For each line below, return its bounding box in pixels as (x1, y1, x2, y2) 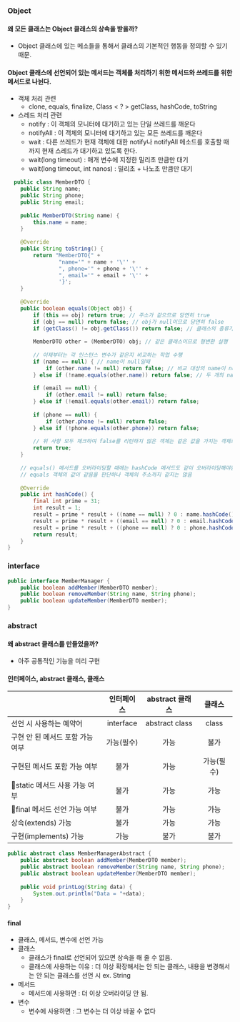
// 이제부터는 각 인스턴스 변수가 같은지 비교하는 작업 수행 (33, 352, 183, 359)
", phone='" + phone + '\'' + (58, 265, 149, 272)
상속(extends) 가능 (11, 818, 72, 828)
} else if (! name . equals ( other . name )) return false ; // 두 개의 (33, 371, 224, 379)
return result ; (33, 531, 79, 538)
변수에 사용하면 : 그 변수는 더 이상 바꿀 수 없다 (28, 1007, 156, 1016)
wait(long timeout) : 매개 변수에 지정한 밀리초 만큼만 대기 (28, 156, 189, 164)
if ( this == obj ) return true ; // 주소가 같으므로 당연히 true (33, 312, 211, 319)
